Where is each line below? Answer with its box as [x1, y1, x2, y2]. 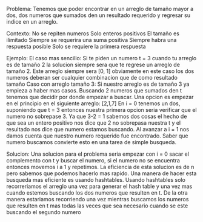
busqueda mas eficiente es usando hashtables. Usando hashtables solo [6, 176, 186, 183]
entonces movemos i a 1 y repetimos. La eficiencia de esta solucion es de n [6, 164, 195, 170]
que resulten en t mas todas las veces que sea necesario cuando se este [6, 202, 188, 209]
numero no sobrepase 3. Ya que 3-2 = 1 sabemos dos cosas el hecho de [6, 113, 187, 120]
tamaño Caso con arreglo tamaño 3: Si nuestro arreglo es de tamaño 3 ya [6, 80, 190, 88]
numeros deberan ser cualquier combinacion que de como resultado [6, 74, 178, 81]
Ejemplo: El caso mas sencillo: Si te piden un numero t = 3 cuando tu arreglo [6, 55, 197, 61]
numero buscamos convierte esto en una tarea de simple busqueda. [6, 139, 177, 145]
